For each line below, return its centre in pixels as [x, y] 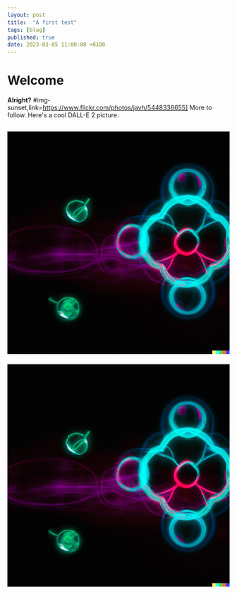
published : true [31, 37]
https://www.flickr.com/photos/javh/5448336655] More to [128, 108]
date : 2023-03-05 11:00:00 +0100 [56, 45]
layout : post [26, 15]
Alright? [19, 100]
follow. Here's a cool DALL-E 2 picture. [63, 115]
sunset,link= [25, 108]
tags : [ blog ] [26, 30]
